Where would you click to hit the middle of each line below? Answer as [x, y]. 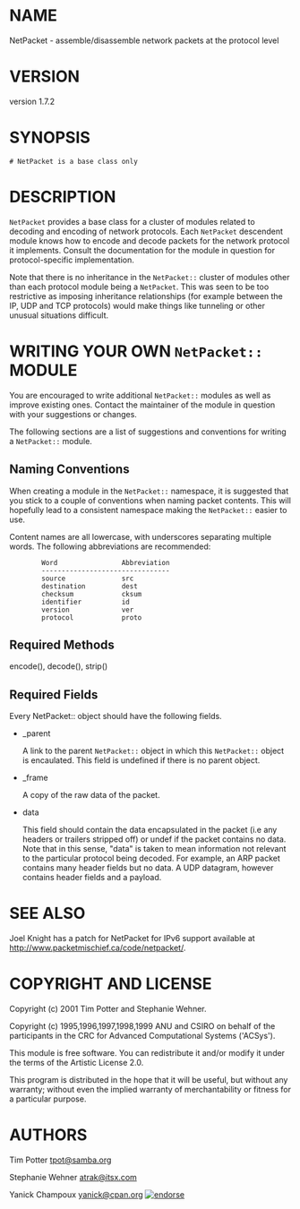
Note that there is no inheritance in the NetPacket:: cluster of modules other [150, 277]
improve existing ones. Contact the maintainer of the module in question [142, 405]
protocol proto [92, 617]
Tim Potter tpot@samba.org [60, 1160]
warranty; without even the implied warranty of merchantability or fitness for [150, 1089]
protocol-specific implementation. [72, 260]
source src [88, 579]
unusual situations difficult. [59, 315]
